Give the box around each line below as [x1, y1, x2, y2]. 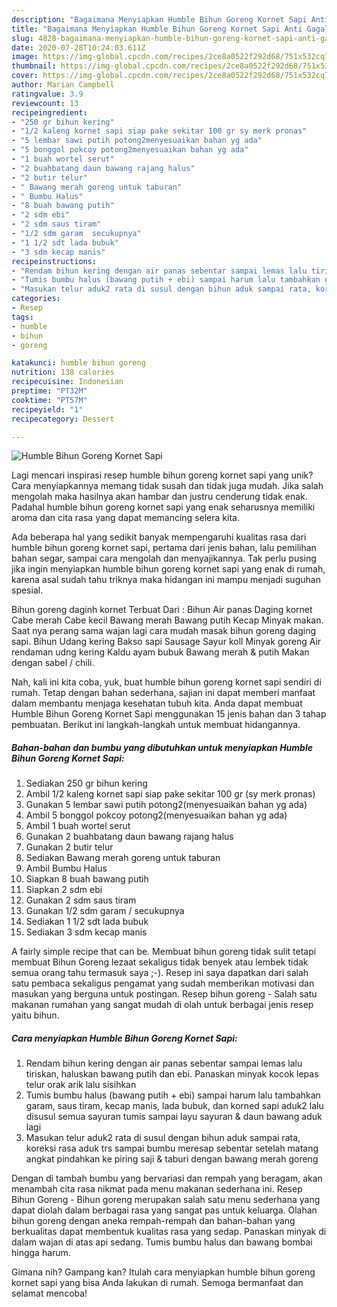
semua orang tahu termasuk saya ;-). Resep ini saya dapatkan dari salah [11, 967, 309, 979]
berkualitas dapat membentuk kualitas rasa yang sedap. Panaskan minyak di [11, 1226, 327, 1238]
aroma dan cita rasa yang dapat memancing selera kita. [11, 512, 240, 524]
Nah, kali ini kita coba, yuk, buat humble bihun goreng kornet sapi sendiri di [11, 676, 322, 688]
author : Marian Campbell [11, 80, 115, 90]
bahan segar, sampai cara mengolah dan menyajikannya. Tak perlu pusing [11, 552, 317, 565]
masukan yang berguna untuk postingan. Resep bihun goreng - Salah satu [11, 988, 318, 1000]
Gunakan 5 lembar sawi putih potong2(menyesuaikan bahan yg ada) [25, 799, 308, 811]
